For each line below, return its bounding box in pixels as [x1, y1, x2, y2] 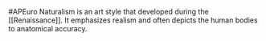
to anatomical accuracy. [8, 24, 88, 33]
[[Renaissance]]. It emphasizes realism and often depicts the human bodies [8, 15, 259, 25]
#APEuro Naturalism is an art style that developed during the [8, 7, 209, 16]
